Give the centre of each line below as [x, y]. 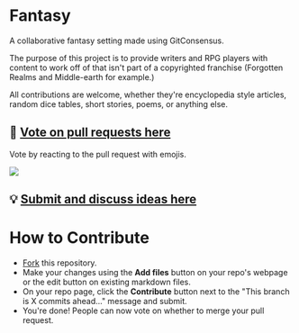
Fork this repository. [59, 263]
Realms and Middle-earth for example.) [82, 76]
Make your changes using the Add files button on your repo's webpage [155, 273]
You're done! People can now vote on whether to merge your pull [143, 310]
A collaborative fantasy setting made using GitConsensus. [117, 40]
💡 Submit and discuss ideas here [103, 199]
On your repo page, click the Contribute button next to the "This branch [156, 292]
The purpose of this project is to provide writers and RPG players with [139, 58]
